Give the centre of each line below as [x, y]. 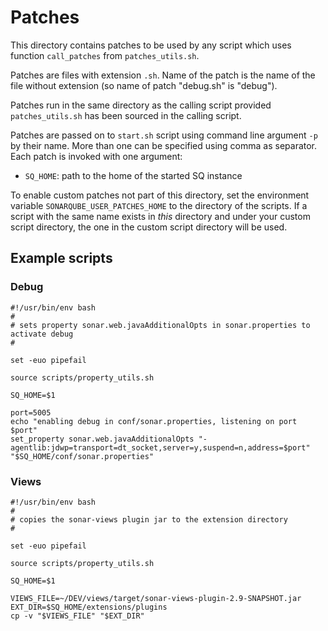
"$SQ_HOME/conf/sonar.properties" [82, 456]
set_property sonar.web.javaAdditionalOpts [102, 439]
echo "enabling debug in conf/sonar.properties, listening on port [154, 421]
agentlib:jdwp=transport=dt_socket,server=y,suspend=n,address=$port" [160, 447]
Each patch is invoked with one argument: [96, 156]
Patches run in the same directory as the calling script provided [141, 105]
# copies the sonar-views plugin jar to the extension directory [149, 519]
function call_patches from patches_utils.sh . [105, 55]
